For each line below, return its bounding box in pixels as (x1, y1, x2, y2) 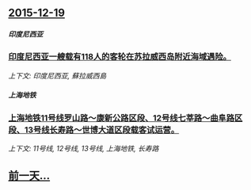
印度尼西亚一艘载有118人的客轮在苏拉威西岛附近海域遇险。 (8, 51, 232, 63)
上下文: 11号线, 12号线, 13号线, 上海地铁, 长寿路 (8, 144, 159, 154)
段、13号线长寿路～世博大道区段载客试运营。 (8, 124, 180, 135)
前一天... (8, 169, 51, 183)
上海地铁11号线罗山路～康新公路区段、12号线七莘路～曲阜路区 (8, 112, 243, 123)
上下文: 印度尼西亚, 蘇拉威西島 (8, 70, 107, 80)
